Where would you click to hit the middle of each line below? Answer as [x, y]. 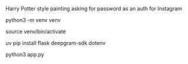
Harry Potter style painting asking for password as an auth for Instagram [94, 9]
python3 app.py [25, 55]
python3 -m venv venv [33, 20]
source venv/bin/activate [36, 31]
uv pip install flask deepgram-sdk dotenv [56, 43]
